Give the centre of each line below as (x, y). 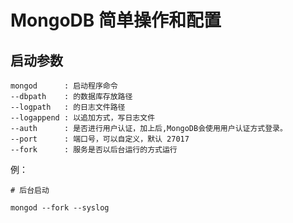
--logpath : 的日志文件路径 (68, 107)
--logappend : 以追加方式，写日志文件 (83, 118)
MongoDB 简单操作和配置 (116, 20)
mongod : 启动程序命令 (64, 86)
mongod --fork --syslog (60, 208)
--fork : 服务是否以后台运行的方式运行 (94, 150)
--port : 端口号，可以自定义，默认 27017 (100, 139)
